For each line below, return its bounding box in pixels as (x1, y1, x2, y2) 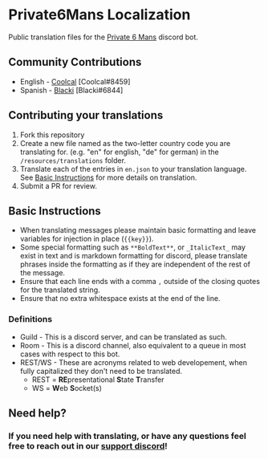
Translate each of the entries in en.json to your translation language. (19, 164, 247, 173)
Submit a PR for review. (19, 181, 98, 190)
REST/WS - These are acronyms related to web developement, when (19, 357, 247, 367)
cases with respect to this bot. (19, 349, 120, 359)
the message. (19, 268, 66, 278)
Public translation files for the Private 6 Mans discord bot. (8, 32, 199, 42)
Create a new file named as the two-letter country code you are (19, 138, 231, 148)
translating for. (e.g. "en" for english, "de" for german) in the (19, 147, 219, 156)
